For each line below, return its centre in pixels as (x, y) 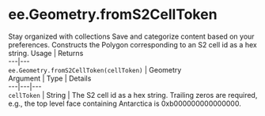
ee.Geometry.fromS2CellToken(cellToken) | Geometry (95, 69)
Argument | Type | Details (50, 78)
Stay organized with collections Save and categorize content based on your (131, 36)
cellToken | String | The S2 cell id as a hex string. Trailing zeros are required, (133, 95)
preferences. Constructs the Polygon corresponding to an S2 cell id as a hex (132, 44)
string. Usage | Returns (46, 53)
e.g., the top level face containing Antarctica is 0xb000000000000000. (125, 103)
